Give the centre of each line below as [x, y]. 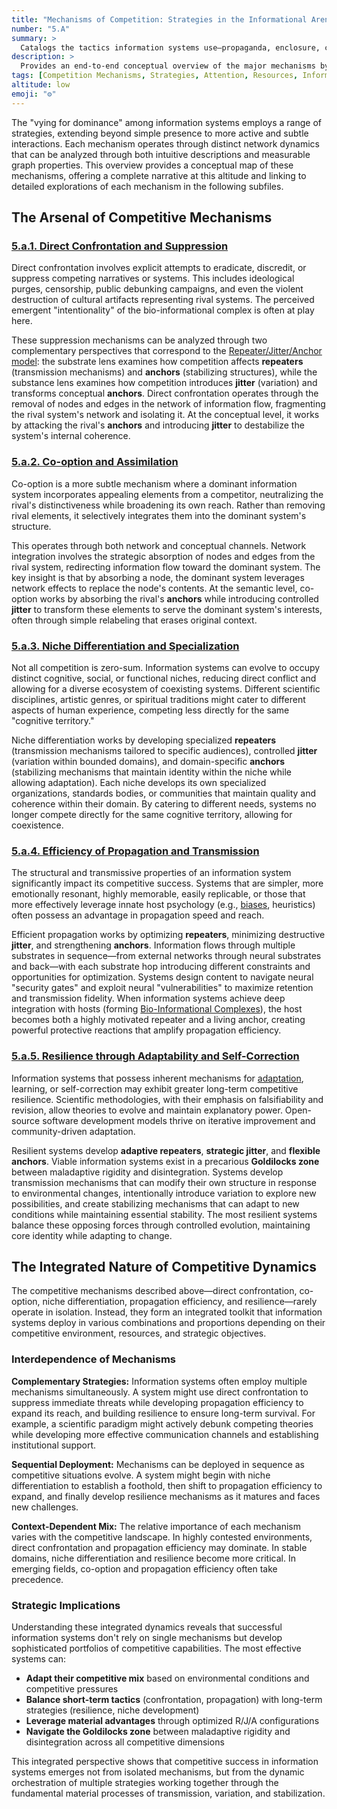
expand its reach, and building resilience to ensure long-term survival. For [163, 1413]
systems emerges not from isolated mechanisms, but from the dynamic [158, 1772]
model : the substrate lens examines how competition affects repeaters [157, 362]
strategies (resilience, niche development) [112, 1710]
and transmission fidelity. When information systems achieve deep [148, 998]
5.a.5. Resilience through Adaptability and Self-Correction [155, 1056]
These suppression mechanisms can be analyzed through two [139, 340]
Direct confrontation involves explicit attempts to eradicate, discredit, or [159, 268]
